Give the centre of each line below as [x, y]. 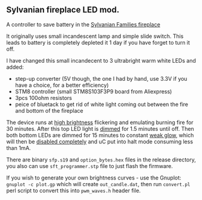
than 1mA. [19, 148]
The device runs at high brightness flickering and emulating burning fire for [100, 122]
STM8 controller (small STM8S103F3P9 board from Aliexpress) [93, 91]
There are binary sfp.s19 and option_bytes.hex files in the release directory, [101, 160]
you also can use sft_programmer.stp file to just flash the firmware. [90, 166]
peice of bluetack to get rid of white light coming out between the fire [102, 104]
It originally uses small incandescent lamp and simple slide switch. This [95, 36]
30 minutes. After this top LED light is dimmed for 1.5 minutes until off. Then [100, 128]
